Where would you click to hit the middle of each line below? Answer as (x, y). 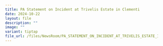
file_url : (15, 36)
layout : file (18, 18)
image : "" (15, 27)
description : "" (21, 23)
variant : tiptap (21, 32)
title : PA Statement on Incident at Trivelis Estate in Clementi (72, 9)
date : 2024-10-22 (23, 14)
